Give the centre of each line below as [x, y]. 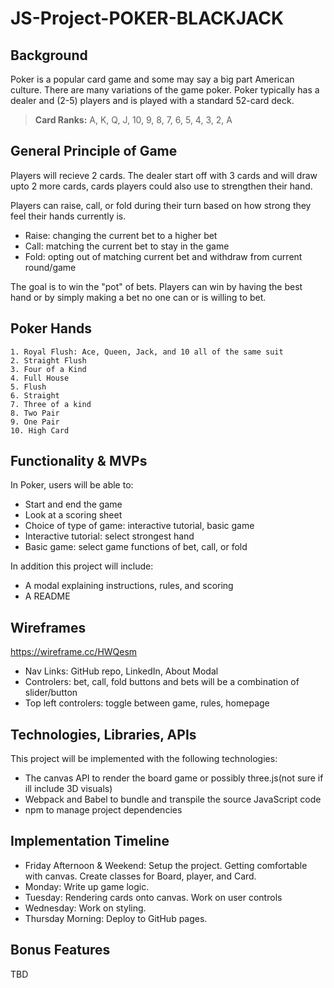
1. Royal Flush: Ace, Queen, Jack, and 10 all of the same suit [147, 352]
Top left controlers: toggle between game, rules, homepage [147, 703]
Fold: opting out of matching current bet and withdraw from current [163, 256]
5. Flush [28, 387]
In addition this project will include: [82, 566]
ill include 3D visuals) [68, 789]
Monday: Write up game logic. [87, 886]
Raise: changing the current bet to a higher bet [121, 235]
